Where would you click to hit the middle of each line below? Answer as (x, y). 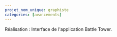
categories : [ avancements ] (33, 15)
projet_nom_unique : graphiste (37, 10)
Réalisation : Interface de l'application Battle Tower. (58, 29)
